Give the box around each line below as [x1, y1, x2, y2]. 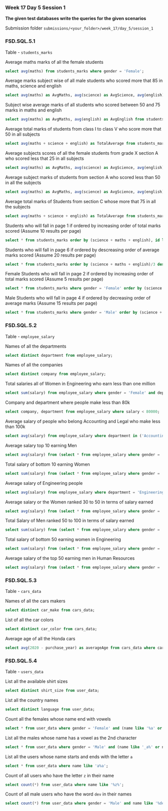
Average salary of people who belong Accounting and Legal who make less [5, 419, 161, 425]
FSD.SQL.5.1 [5, 38, 35, 45]
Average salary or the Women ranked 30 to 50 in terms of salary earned [5, 499, 153, 505]
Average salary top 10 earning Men [5, 442, 77, 448]
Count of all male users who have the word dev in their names [5, 791, 132, 797]
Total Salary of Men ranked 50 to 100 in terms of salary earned [5, 518, 134, 524]
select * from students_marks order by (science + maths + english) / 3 [5, 262, 155, 267]
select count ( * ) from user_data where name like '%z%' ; [5, 782, 124, 787]
